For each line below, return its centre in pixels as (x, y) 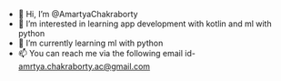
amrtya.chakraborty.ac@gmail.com (84, 66)
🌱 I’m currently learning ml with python (90, 43)
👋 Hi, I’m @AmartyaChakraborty (78, 14)
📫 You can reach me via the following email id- (106, 53)
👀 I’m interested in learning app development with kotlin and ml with (145, 24)
